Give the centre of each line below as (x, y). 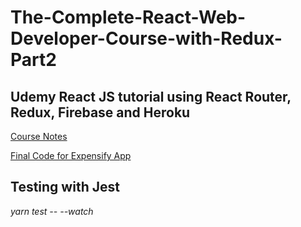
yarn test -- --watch (52, 211)
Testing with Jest (65, 187)
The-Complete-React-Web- (128, 17)
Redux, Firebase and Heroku (100, 112)
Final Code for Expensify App (71, 155)
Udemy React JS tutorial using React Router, (151, 96)
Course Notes (39, 136)
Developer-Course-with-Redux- (146, 38)
